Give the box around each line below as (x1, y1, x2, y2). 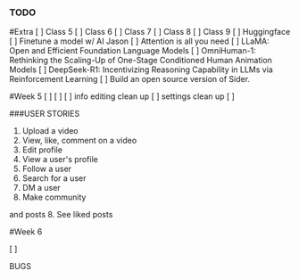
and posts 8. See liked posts (9, 209, 113, 220)
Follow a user (21, 163, 72, 175)
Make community (21, 192, 87, 202)
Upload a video (21, 126, 79, 136)
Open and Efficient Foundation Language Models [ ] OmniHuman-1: (9, 45, 256, 56)
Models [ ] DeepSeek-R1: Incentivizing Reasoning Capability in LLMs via (9, 64, 274, 75)
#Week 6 (9, 226, 43, 237)
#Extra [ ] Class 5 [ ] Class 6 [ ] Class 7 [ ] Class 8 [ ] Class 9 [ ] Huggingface (9, 27, 291, 37)
